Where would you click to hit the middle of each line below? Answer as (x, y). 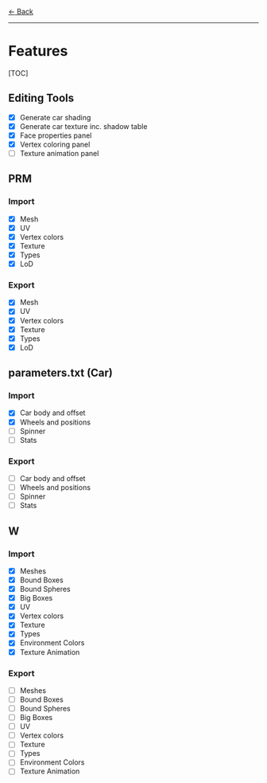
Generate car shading (55, 117)
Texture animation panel (59, 153)
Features (38, 51)
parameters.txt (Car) (61, 373)
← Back (21, 12)
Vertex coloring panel (55, 144)
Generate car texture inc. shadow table (83, 126)
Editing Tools (41, 98)
